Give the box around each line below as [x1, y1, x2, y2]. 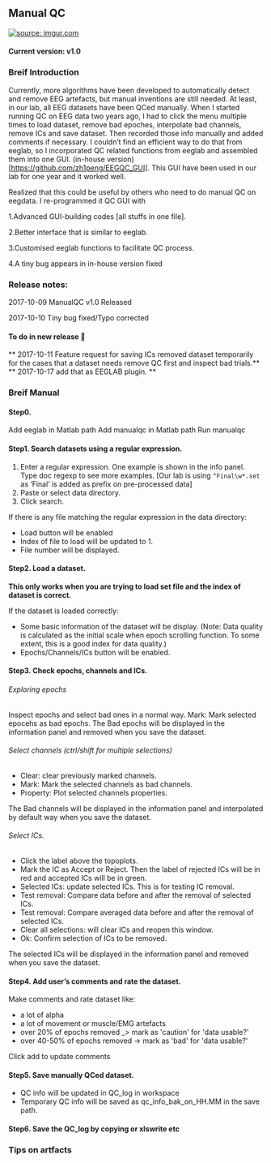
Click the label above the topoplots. [19, 856, 138, 865]
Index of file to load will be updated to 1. [19, 536, 154, 546]
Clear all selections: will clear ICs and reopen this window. [19, 925, 214, 934]
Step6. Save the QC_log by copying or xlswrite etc [8, 1123, 180, 1134]
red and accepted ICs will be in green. [19, 873, 147, 882]
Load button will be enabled [19, 527, 113, 538]
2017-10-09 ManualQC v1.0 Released [8, 298, 132, 307]
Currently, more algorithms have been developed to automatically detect [8, 85, 250, 95]
